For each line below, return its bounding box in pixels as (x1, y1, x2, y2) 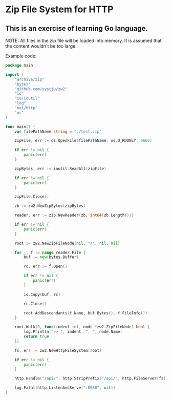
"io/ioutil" (14, 96, 40, 101)
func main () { (5, 124, 36, 129)
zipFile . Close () (14, 194, 50, 199)
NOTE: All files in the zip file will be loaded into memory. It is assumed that (5, 37, 162, 44)
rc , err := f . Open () (24, 264, 68, 269)
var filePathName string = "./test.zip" (14, 129, 102, 134)
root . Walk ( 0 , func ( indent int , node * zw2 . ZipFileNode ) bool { (14, 324, 150, 330)
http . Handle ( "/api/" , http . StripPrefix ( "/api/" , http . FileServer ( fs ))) (14, 376, 170, 381)
